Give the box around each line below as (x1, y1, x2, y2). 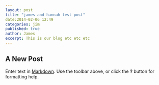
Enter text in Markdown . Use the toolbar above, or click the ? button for (5, 68, 154, 74)
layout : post (5, 7, 33, 13)
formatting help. (5, 73, 39, 79)
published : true (5, 26, 40, 32)
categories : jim (5, 21, 40, 27)
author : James (5, 31, 36, 36)
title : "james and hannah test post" (5, 12, 86, 17)
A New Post (5, 54, 43, 64)
